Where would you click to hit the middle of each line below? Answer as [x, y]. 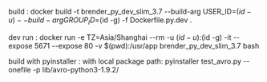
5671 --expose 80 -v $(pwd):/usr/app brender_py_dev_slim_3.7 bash [147, 45]
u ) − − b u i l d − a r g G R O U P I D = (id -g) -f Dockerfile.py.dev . [100, 21]
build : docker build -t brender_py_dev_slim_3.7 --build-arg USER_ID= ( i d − [130, 12]
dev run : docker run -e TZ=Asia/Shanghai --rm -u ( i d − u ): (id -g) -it [120, 37]
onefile [20, 69]
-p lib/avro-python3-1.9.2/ [76, 69]
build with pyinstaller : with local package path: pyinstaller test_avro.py [125, 61]
